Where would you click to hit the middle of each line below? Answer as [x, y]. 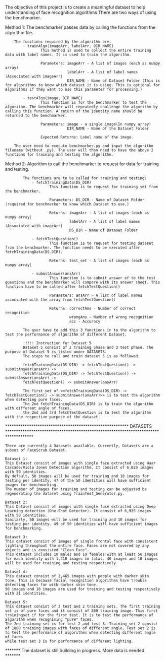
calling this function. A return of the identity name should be [74, 111]
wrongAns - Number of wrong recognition [111, 317]
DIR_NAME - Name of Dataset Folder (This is [114, 81]
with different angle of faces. [38, 408]
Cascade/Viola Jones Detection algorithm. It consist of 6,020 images [79, 467]
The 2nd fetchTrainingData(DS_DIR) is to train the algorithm [88, 404]
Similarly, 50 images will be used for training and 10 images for [76, 520]
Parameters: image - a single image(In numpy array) [96, 124]
